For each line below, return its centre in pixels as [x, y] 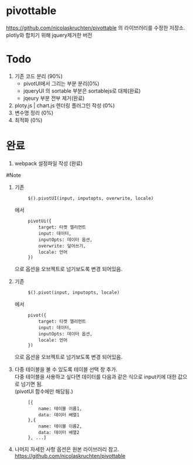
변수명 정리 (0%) [34, 113]
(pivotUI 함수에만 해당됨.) [44, 391]
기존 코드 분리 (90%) [39, 76]
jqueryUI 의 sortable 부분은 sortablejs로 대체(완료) [82, 91]
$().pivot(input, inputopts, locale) [74, 292]
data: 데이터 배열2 [59, 432]
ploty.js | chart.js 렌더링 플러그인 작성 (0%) [65, 105]
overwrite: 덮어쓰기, [62, 246]
